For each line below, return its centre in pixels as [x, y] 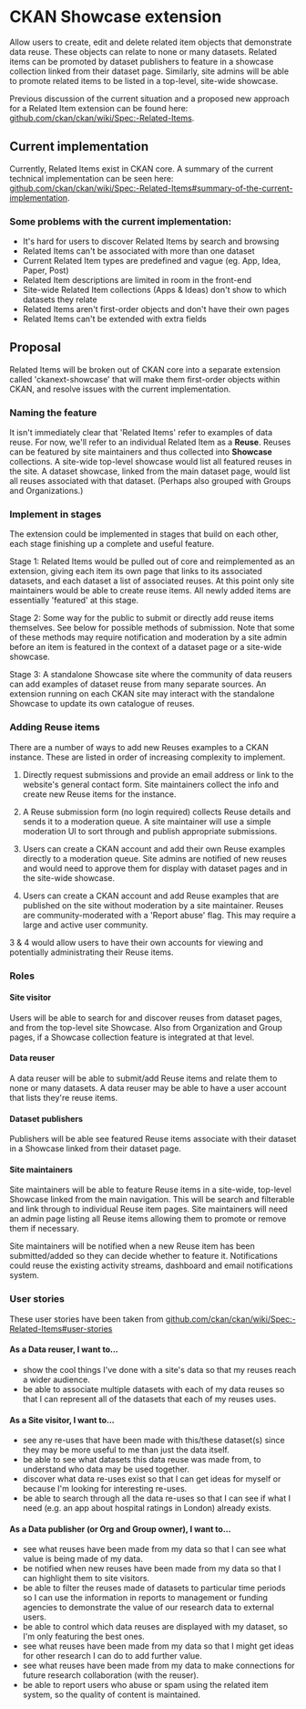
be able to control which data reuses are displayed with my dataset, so [155, 1627]
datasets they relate [60, 299]
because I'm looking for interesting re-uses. [105, 1489]
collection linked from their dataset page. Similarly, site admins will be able [149, 71]
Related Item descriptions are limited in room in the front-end [137, 280]
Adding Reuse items [55, 728]
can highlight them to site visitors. [86, 1578]
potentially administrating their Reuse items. [92, 952]
